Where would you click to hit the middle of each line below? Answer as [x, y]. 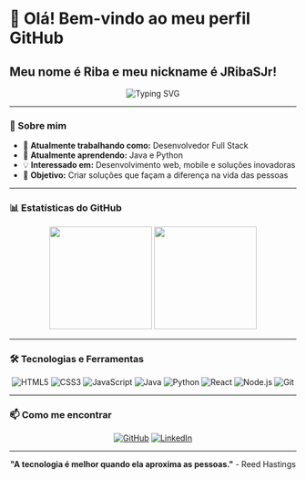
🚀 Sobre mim [38, 125]
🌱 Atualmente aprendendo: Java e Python [103, 155]
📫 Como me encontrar [61, 414]
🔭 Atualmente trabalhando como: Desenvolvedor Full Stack [135, 146]
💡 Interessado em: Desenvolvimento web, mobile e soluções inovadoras [159, 165]
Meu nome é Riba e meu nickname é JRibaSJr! [143, 72]
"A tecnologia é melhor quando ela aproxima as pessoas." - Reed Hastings [153, 464]
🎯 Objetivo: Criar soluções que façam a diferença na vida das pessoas [155, 175]
